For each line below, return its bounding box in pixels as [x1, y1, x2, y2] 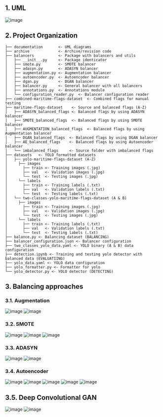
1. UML [5, 4, 26, 12]
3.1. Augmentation [5, 297, 50, 304]
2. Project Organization [5, 32, 78, 40]
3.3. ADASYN [5, 344, 38, 351]
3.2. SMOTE [5, 321, 35, 328]
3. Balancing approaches [5, 282, 83, 291]
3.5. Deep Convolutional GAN [5, 393, 97, 402]
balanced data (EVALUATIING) [5, 256, 65, 261]
